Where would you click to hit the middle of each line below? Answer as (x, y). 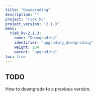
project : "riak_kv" (26, 19)
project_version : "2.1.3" (32, 24)
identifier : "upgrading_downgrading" (54, 43)
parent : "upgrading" (36, 52)
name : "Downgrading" (36, 38)
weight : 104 (27, 47)
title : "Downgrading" (28, 10)
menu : (11, 29)
